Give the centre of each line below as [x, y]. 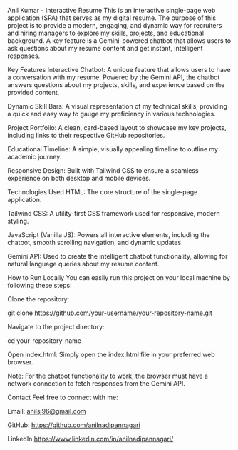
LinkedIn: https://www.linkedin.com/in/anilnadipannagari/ [90, 439]
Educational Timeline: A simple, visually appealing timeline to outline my [113, 149]
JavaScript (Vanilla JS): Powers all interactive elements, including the [109, 235]
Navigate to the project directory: [56, 327]
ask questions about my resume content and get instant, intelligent [105, 48]
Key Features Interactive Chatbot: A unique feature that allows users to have [119, 70]
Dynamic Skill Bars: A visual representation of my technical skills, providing [118, 106]
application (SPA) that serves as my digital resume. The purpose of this [112, 18]
